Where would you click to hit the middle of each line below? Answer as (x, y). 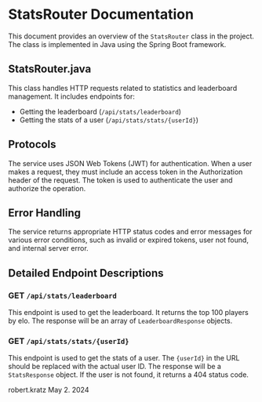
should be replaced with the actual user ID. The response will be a (115, 367)
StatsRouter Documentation (101, 14)
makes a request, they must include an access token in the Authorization (126, 172)
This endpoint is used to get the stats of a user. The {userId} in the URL (124, 358)
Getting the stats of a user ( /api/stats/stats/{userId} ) (109, 120)
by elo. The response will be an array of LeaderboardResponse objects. (120, 321)
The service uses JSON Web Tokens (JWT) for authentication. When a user (130, 163)
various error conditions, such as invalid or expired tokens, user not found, (129, 240)
